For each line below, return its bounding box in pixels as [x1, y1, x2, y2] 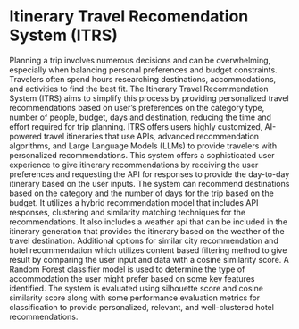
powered [9, 131, 42, 141]
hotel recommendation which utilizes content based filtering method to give [9, 244, 287, 256]
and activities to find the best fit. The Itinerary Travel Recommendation [9, 83, 269, 94]
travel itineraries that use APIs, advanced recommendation [43, 131, 260, 141]
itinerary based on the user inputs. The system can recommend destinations [9, 178, 290, 189]
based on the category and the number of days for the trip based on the [9, 188, 274, 198]
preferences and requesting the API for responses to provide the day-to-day [9, 168, 290, 180]
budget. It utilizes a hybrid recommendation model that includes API [9, 197, 259, 207]
